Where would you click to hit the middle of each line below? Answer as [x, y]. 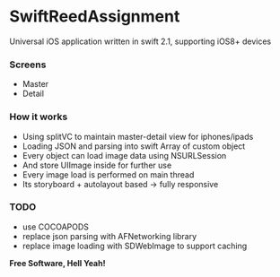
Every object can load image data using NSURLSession [124, 155]
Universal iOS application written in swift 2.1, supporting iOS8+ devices [140, 41]
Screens [28, 65]
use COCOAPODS [56, 227]
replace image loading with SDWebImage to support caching [135, 246]
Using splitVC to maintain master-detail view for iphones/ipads [138, 136]
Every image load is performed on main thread [108, 174]
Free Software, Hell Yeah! [57, 263]
